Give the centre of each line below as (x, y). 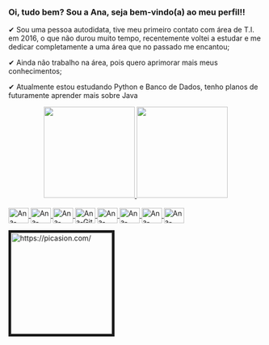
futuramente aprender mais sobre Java (74, 96)
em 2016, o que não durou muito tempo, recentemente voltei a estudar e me (134, 38)
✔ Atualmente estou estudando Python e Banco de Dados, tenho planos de (133, 87)
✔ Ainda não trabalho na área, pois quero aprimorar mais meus (113, 62)
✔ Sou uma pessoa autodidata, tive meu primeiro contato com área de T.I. (131, 30)
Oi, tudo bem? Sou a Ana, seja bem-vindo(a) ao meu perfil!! (127, 12)
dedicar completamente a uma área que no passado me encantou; (119, 47)
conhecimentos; (35, 71)
